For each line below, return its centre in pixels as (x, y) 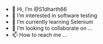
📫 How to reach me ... (39, 35)
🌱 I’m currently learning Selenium (52, 22)
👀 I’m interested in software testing (54, 15)
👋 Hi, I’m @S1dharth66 (39, 9)
